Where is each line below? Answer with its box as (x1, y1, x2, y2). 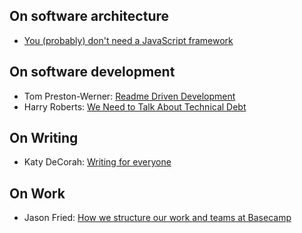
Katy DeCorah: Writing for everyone (23, 156, 172, 168)
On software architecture (9, 8, 170, 25)
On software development (9, 64, 176, 81)
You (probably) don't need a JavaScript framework (23, 34, 234, 46)
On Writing (9, 130, 79, 147)
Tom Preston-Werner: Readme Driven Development (23, 90, 236, 102)
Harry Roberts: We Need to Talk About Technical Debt (23, 100, 247, 113)
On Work (9, 185, 66, 202)
